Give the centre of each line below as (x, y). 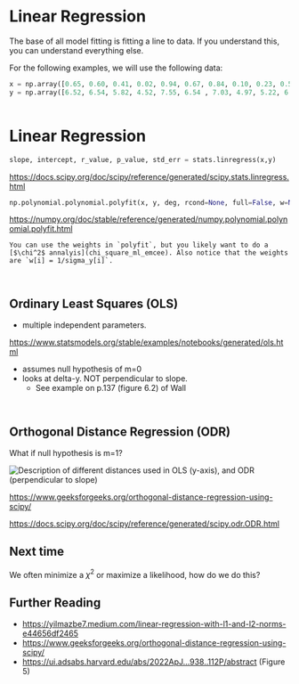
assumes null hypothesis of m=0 (82, 369)
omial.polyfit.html (41, 229)
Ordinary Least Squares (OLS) (94, 303)
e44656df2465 (50, 633)
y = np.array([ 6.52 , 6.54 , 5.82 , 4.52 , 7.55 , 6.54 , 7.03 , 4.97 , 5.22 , (145, 92)
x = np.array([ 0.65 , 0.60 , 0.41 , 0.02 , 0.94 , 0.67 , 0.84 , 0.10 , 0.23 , (143, 84)
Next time (37, 552)
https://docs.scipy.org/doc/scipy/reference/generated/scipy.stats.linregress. (149, 176)
